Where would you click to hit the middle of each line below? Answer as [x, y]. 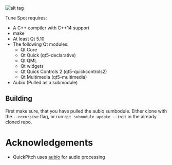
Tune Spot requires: [26, 18]
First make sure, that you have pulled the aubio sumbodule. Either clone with [86, 111]
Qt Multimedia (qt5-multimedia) [54, 77]
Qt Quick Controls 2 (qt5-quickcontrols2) [64, 71]
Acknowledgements [49, 143]
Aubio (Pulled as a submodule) [45, 82]
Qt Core [29, 50]
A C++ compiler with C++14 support [51, 28]
